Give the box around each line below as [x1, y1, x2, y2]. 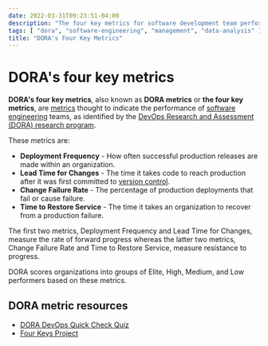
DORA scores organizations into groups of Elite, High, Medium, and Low [8, 267, 245, 276]
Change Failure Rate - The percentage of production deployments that [19, 185, 254, 195]
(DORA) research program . [8, 121, 97, 130]
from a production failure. [19, 211, 104, 221]
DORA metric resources [8, 299, 128, 312]
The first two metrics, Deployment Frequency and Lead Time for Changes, [8, 226, 253, 236]
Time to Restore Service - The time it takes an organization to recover [19, 202, 251, 212]
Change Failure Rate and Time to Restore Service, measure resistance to [8, 243, 247, 253]
